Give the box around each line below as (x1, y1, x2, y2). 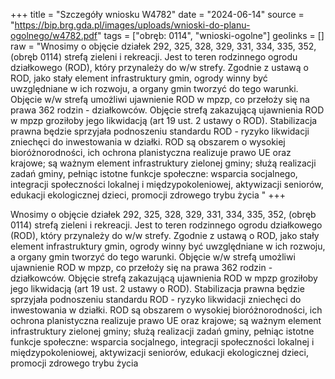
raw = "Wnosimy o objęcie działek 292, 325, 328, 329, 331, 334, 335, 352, (10, 40, 317, 52)
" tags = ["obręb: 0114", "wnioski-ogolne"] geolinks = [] (97, 30, 325, 41)
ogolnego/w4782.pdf (10, 30, 98, 41)
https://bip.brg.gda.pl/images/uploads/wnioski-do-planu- (14, 19, 251, 31)
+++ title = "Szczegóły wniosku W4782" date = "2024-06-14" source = (10, 9, 305, 20)
